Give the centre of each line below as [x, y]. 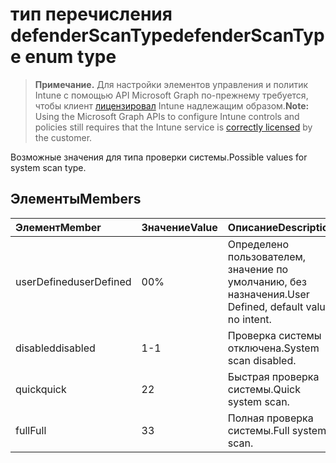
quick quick [41, 389]
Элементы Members [76, 199]
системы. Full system [277, 430]
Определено [258, 244]
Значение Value [179, 227]
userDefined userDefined [73, 281]
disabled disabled [55, 348]
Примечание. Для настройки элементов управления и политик [171, 84]
